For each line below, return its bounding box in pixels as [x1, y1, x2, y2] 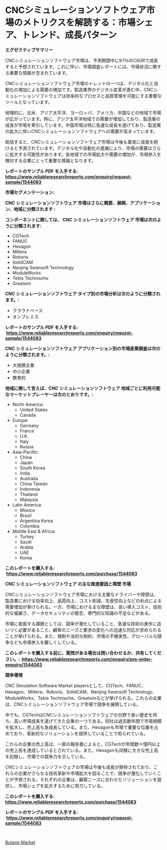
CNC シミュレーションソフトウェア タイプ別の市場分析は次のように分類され [5, 291, 161, 297]
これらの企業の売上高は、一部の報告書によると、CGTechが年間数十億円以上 [5, 741, 161, 747]
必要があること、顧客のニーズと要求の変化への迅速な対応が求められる [18, 627, 162, 633]
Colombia [19, 523, 40, 529]
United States [19, 407, 48, 413]
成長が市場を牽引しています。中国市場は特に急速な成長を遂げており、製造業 [5, 122, 162, 128]
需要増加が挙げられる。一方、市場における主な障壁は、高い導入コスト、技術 [5, 604, 162, 610]
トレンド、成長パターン [21, 29, 117, 41]
